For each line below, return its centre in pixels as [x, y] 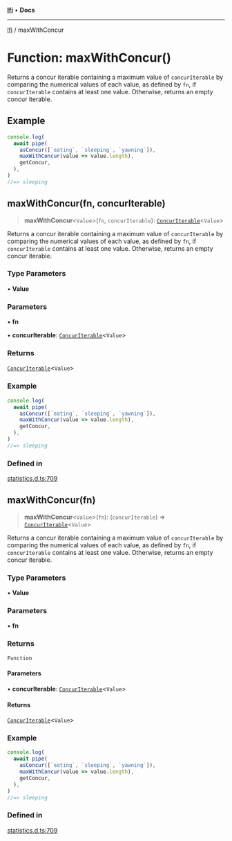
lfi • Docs [21, 10]
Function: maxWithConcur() [89, 58]
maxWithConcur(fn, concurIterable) [86, 204]
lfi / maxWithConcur [36, 30]
